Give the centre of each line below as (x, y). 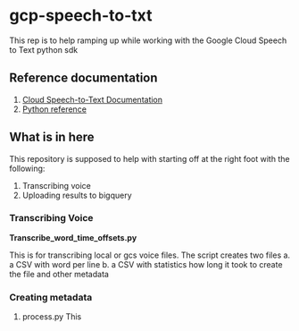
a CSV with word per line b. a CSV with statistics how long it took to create (146, 264)
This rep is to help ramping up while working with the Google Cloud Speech (148, 40)
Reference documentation (83, 78)
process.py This (52, 317)
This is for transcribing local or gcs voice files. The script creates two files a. (150, 255)
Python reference (54, 109)
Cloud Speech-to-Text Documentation (92, 99)
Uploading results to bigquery (77, 195)
